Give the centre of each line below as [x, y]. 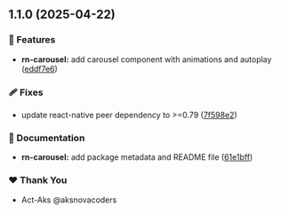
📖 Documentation [47, 138]
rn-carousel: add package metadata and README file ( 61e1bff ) [137, 157]
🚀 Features [32, 40]
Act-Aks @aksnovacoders [69, 200]
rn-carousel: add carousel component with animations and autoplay [146, 59]
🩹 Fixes [26, 92]
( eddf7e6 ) [40, 68]
